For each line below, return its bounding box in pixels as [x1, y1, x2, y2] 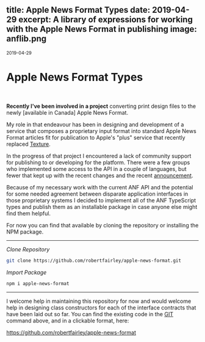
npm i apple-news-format [6, 280, 70, 287]
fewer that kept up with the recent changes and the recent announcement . [6, 172, 193, 179]
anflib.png [6, 34, 47, 44]
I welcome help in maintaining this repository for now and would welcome [6, 297, 192, 305]
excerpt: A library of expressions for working [18, 15, 193, 25]
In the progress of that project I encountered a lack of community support [6, 152, 192, 159]
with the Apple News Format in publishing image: [6, 24, 197, 34]
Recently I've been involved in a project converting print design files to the [6, 102, 196, 110]
